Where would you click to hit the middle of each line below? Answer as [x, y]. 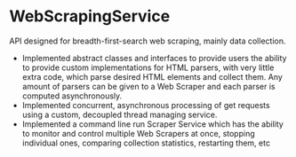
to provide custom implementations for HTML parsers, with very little [148, 67]
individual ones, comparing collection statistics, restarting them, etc [146, 143]
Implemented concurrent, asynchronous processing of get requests [146, 105]
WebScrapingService [90, 16]
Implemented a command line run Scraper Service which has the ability [153, 124]
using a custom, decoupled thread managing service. [120, 114]
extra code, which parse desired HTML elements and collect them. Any [152, 76]
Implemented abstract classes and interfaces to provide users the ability [154, 58]
